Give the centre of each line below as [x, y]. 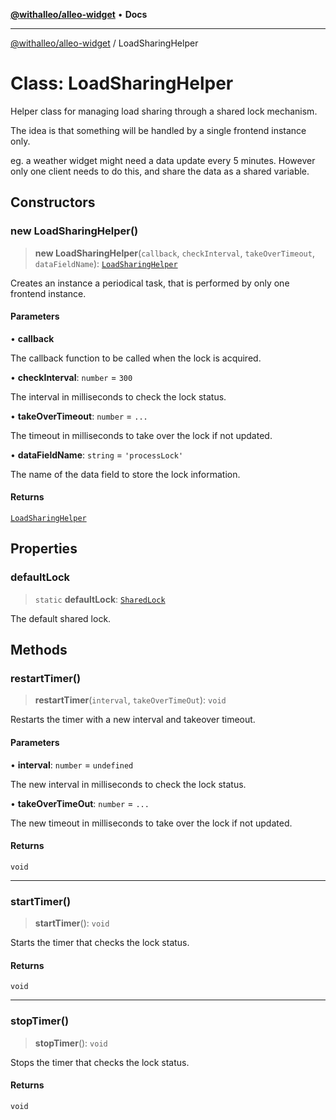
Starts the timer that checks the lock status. [100, 943]
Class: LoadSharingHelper [122, 83]
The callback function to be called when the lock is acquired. [136, 358]
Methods [39, 650]
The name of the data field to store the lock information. [125, 474]
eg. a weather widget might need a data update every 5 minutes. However [163, 160]
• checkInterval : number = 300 [71, 377]
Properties [44, 549]
